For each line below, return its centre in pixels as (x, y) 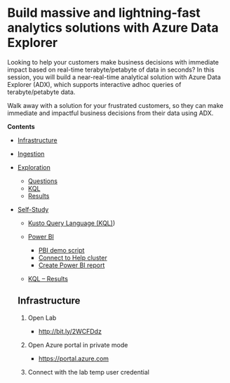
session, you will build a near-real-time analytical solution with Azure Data (114, 77)
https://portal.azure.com (74, 358)
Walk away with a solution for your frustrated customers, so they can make (115, 105)
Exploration (34, 167)
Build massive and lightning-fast (104, 13)
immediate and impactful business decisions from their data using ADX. (110, 113)
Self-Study (33, 209)
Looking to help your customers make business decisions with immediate (113, 62)
